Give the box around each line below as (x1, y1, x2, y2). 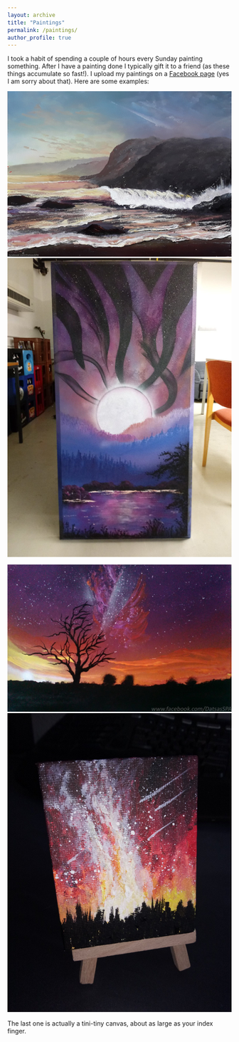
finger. (7, 1026, 27, 1035)
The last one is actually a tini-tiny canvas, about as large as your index (7, 1019, 213, 1028)
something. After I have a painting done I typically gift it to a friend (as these (7, 62, 230, 70)
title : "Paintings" (7, 19, 65, 26)
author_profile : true (7, 34, 72, 41)
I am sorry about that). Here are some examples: (7, 77, 149, 85)
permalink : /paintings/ (7, 26, 78, 33)
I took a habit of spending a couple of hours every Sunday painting (7, 54, 203, 63)
